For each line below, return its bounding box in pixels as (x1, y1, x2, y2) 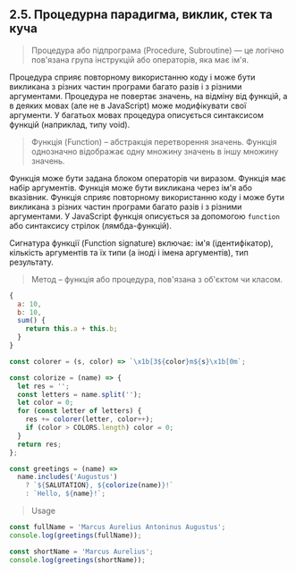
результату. (9, 257, 54, 267)
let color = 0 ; (17, 398, 74, 408)
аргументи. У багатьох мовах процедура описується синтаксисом (9, 109, 264, 120)
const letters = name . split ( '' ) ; (17, 390, 142, 399)
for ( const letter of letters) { (17, 407, 142, 416)
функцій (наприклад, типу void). (9, 119, 131, 130)
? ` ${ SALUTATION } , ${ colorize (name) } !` (25, 481, 174, 490)
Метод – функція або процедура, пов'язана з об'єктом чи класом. (30, 274, 283, 284)
